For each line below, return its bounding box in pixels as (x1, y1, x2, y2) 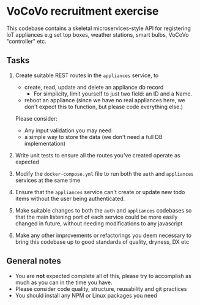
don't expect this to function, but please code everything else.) (24, 103, 183, 110)
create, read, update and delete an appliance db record (24, 83, 164, 91)
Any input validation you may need (24, 127, 112, 134)
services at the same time (15, 176, 81, 184)
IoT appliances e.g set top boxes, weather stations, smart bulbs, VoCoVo (6, 31, 189, 38)
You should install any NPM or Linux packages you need (15, 292, 157, 299)
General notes (6, 256, 61, 266)
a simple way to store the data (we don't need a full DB (24, 133, 163, 140)
